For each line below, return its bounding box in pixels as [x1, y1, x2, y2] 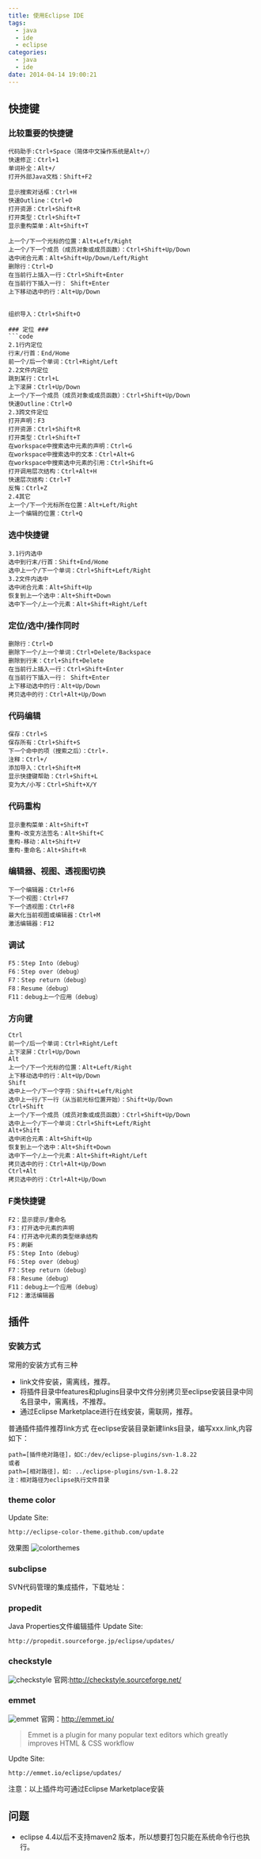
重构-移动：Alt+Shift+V [8, 838, 81, 846]
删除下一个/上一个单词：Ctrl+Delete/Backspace [8, 648, 152, 656]
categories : [8, 48, 47, 56]
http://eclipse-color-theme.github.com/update [8, 1528, 165, 1536]
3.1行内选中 [8, 549, 43, 558]
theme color [8, 1495, 56, 1506]
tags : [8, 19, 26, 27]
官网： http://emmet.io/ [40, 1714, 115, 1723]
